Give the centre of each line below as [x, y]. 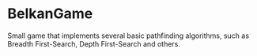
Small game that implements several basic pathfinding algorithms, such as [128, 35]
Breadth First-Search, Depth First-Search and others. [94, 43]
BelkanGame [50, 14]
